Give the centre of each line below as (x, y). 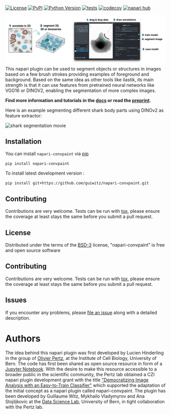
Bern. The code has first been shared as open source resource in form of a (84, 363)
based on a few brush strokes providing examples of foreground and (77, 74)
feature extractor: (24, 115)
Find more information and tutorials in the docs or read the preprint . (78, 100)
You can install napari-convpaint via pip (47, 154)
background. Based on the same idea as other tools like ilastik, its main (79, 80)
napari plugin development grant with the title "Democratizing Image (77, 380)
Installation (23, 141)
